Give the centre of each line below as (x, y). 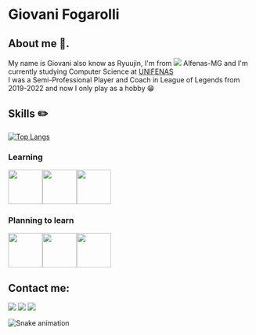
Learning (25, 157)
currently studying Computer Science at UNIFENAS (91, 71)
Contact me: (39, 288)
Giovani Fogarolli (64, 15)
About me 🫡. (39, 44)
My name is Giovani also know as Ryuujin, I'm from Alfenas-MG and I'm (128, 63)
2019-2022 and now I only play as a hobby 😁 (81, 88)
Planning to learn (41, 220)
